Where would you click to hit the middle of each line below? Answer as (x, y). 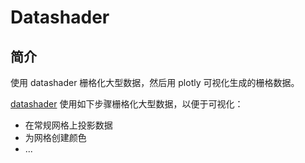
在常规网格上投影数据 (68, 125)
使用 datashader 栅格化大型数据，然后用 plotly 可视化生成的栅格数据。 (155, 82)
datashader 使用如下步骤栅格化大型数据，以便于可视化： (127, 104)
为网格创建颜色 (55, 137)
